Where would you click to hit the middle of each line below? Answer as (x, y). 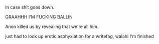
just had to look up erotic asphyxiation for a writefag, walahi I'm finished (79, 36)
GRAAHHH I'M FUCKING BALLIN (39, 17)
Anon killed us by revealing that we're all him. (52, 26)
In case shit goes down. (30, 7)
